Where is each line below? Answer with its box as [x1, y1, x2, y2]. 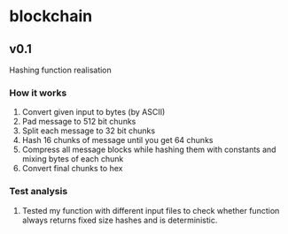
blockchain [9, 6, 93, 26]
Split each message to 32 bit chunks [21, 125, 156, 136]
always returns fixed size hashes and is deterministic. [21, 215, 218, 225]
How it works [9, 87, 67, 99]
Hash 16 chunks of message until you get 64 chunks [21, 135, 214, 146]
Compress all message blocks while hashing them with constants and [21, 144, 276, 155]
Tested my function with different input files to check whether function [21, 205, 280, 215]
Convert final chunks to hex [21, 163, 123, 174]
